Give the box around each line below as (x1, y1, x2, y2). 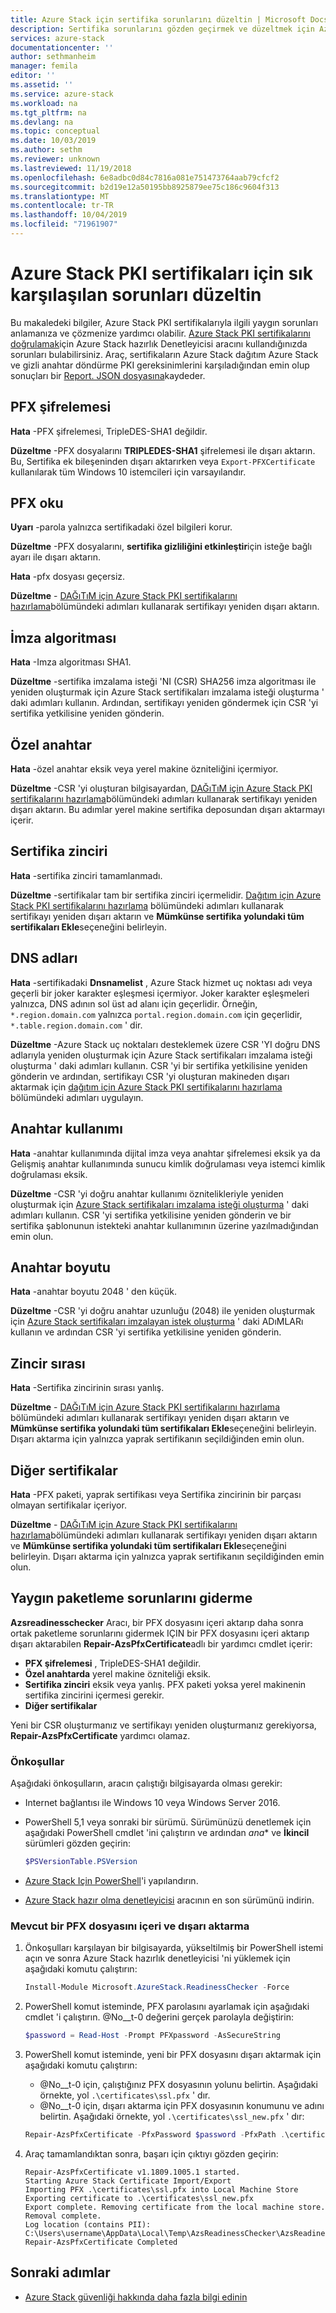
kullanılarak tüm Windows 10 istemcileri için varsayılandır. (10, 466, 247, 478)
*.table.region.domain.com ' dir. (10, 1019, 143, 1031)
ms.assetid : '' (10, 80, 74, 90)
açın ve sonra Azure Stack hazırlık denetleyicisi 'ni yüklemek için (24, 1952, 291, 1965)
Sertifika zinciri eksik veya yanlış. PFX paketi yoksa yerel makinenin (24, 1678, 307, 1690)
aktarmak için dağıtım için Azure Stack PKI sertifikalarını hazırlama (10, 1081, 283, 1093)
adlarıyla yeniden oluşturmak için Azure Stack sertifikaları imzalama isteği (10, 1049, 313, 1061)
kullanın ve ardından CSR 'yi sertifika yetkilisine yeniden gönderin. (10, 1326, 282, 1338)
